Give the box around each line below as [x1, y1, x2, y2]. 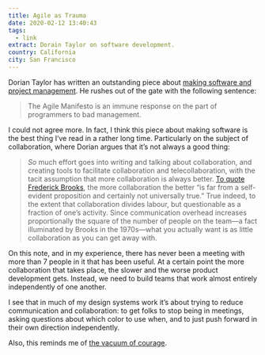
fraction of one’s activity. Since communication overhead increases [27, 208, 248, 217]
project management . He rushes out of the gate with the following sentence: [8, 86, 257, 95]
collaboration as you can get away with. [27, 233, 157, 242]
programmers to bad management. [27, 109, 142, 119]
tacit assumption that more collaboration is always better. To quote [27, 174, 245, 183]
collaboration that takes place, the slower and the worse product [8, 265, 219, 274]
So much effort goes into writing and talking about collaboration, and [27, 157, 252, 166]
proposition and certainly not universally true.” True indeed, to [54, 191, 256, 200]
